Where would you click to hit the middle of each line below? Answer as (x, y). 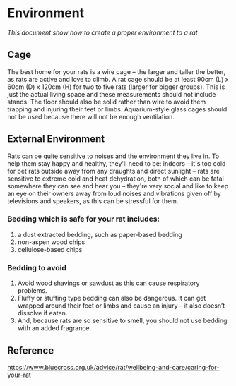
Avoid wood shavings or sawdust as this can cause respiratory (108, 283)
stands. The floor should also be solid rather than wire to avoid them (107, 102)
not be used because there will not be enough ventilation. (91, 116)
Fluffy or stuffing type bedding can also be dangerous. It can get (112, 298)
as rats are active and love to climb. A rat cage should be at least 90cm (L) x (118, 79)
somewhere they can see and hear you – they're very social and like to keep (118, 186)
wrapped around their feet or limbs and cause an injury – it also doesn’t (121, 306)
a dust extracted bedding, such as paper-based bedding (100, 234)
